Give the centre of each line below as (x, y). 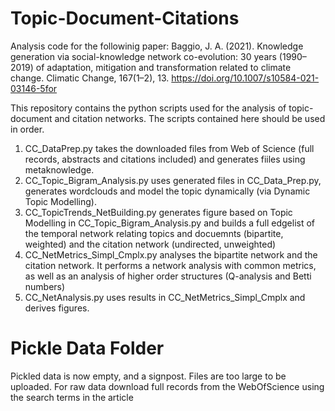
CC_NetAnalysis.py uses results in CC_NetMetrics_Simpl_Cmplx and (165, 297)
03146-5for (34, 88)
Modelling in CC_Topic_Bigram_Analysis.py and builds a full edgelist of (170, 223)
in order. (27, 129)
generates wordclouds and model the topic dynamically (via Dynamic (167, 191)
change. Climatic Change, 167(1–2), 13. (90, 78)
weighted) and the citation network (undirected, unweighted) (150, 244)
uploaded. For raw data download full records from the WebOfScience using (167, 386)
